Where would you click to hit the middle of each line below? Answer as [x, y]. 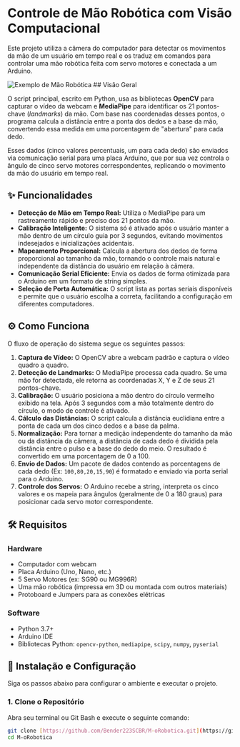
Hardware [25, 548]
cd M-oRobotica [30, 737]
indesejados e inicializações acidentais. [76, 243]
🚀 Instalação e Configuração [72, 666]
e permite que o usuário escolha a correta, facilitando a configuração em [125, 296]
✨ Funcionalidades [50, 195]
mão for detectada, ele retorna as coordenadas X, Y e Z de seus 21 [116, 380]
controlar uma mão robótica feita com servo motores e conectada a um [112, 63]
